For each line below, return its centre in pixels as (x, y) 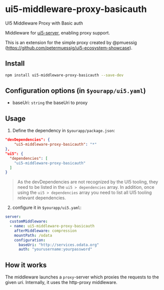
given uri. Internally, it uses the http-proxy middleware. (61, 282)
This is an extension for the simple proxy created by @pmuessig (71, 42)
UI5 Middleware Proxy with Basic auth (44, 23)
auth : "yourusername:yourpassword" (55, 249)
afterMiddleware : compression (46, 231)
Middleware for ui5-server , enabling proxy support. (58, 33)
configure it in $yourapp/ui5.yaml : (47, 208)
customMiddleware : (29, 221)
